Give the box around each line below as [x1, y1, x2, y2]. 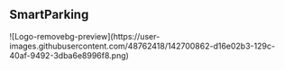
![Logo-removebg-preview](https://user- [9, 31, 160, 41]
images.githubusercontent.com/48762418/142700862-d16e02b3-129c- [9, 40, 276, 51]
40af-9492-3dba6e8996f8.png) [9, 49, 129, 61]
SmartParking [9, 7, 89, 22]
